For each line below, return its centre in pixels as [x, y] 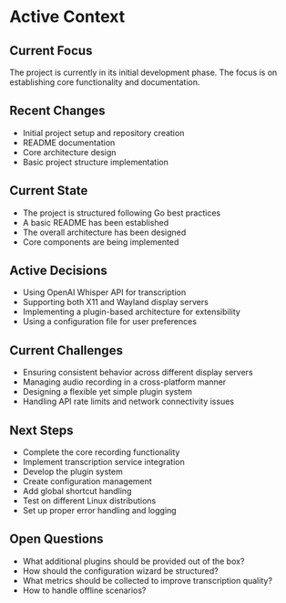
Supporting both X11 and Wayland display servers [116, 302]
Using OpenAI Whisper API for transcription [104, 292]
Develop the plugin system [72, 471]
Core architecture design [69, 152]
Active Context [67, 17]
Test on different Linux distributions [89, 501]
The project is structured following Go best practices [122, 213]
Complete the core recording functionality [101, 452]
